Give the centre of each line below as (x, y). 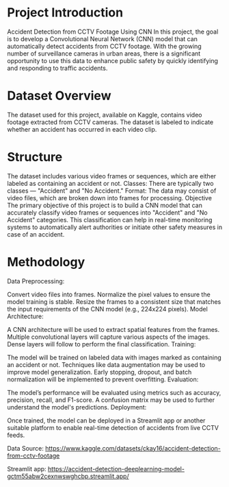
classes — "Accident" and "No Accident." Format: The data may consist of (112, 191)
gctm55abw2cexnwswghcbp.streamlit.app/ (68, 476)
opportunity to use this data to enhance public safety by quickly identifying (113, 60)
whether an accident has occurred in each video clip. (82, 129)
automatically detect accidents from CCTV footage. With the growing (104, 46)
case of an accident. (36, 234)
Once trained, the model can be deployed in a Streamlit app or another (106, 420)
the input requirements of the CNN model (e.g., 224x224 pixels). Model (108, 309)
